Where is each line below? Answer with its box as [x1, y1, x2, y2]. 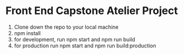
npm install [14, 29, 41, 36]
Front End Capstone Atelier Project [5, 4, 178, 18]
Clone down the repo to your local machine [14, 23, 119, 30]
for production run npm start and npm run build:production [14, 42, 156, 49]
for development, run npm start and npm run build [14, 36, 136, 43]
